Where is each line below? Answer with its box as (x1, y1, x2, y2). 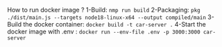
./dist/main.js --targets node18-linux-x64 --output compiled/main (7, 14, 207, 21)
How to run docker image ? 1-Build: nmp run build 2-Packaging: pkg (7, 6, 201, 14)
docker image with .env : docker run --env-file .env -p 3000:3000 (7, 27, 200, 35)
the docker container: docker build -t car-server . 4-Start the (23, 20, 207, 28)
